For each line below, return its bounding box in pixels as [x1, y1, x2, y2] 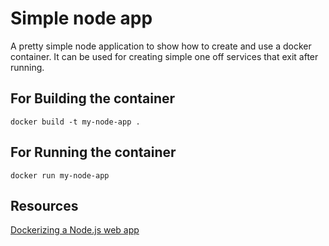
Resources [10, 197, 79, 214]
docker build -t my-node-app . [10, 117, 141, 127]
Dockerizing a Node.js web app [10, 224, 140, 236]
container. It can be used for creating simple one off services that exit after [10, 50, 319, 62]
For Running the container [10, 144, 177, 161]
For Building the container [10, 90, 176, 107]
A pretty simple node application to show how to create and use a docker [10, 40, 312, 52]
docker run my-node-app [10, 170, 110, 181]
